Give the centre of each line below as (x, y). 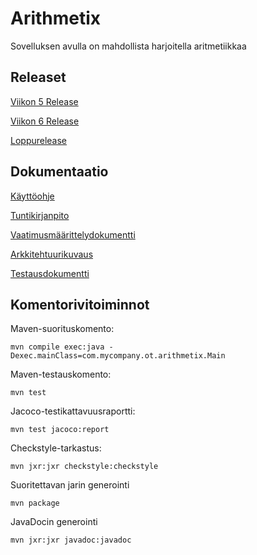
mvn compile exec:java (57, 347)
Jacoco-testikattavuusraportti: (73, 411)
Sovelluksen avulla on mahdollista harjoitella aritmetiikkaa (128, 46)
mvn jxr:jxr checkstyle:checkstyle (84, 467)
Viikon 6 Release (45, 121)
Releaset (38, 77)
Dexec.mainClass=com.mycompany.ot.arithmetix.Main (118, 356)
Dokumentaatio (59, 172)
